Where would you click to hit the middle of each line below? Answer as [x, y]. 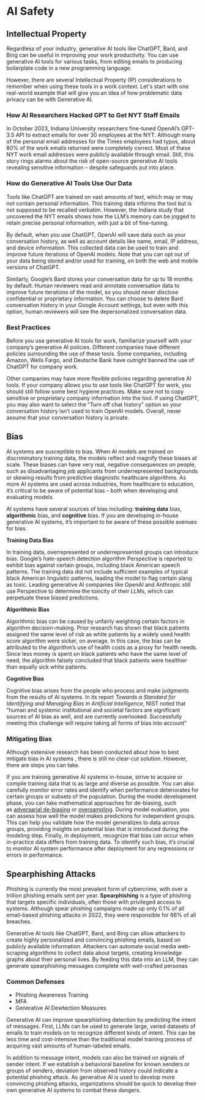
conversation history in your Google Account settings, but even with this [97, 305]
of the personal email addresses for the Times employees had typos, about [101, 141]
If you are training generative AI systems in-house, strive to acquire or [95, 777]
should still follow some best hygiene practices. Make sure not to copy [95, 391]
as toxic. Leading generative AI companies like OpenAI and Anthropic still [99, 584]
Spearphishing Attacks [51, 874]
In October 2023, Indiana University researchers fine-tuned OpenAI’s [93, 128]
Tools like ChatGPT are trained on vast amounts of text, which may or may [100, 196]
